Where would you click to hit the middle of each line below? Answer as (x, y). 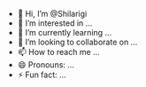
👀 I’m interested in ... (55, 23)
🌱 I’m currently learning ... (65, 32)
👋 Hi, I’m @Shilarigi (52, 14)
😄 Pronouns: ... (46, 65)
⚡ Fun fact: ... (42, 75)
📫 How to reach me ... (58, 52)
